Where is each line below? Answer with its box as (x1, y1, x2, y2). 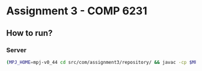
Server (6, 46, 27, 54)
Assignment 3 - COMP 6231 (6, 4, 147, 18)
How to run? (6, 28, 53, 38)
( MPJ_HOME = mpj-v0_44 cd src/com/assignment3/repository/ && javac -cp (6, 59, 187, 65)
